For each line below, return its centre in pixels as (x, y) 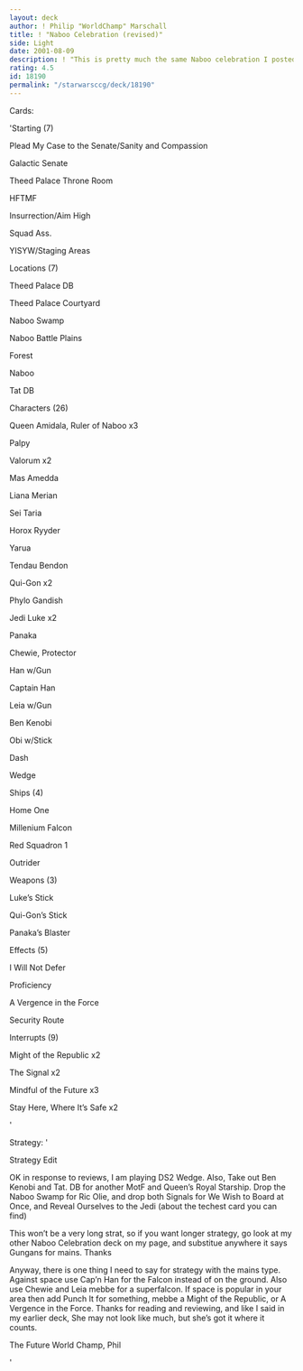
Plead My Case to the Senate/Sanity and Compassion (109, 145)
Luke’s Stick (32, 897)
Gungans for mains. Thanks (61, 1252)
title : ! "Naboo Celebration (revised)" (87, 34)
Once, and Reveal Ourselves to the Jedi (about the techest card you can (143, 1206)
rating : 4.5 (32, 69)
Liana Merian (33, 495)
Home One (29, 810)
